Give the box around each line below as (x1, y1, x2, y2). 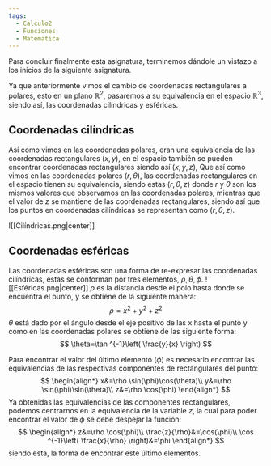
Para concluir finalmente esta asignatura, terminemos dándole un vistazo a (8, 57, 258, 66)
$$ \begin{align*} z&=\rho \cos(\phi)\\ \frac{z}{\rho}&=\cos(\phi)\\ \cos (17, 427, 255, 437)
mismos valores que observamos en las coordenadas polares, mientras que (8, 188, 260, 197)
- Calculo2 (15, 19, 53, 28)
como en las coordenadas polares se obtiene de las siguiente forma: (8, 327, 237, 337)
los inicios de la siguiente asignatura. (8, 66, 132, 75)
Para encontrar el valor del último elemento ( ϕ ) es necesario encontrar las (8, 355, 255, 365)
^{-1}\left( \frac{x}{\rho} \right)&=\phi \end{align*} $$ (47, 436, 225, 446)
